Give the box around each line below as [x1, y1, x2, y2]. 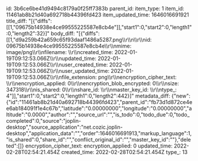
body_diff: [50, 30, 75, 37]
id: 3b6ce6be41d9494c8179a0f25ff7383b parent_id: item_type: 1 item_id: [6, 5, 184, 12]
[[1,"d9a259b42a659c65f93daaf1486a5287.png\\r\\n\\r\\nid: [6, 36, 152, 43]
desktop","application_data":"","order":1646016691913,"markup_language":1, [6, 130, 192, 137]
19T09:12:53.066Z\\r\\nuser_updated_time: [6, 68, 110, 74]
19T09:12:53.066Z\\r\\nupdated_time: [6, 55, 96, 62]
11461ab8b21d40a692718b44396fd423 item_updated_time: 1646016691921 [6, 11, 189, 18]
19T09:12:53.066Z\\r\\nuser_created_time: [6, 61, 108, 68]
